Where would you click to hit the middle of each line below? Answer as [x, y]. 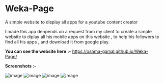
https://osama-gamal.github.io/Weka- [110, 51]
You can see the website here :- [38, 51]
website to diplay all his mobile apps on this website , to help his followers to [82, 37]
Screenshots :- [21, 66]
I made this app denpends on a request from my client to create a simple [79, 31]
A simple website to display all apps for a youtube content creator [71, 22]
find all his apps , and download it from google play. [57, 41]
